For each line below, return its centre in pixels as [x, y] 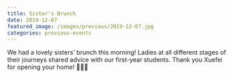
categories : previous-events [49, 33]
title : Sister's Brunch [42, 13]
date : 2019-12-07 [32, 20]
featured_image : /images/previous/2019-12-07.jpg [81, 26]
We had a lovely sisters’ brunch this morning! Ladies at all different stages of [117, 52]
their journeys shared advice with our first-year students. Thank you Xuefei [115, 60]
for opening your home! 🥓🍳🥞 [48, 67]
